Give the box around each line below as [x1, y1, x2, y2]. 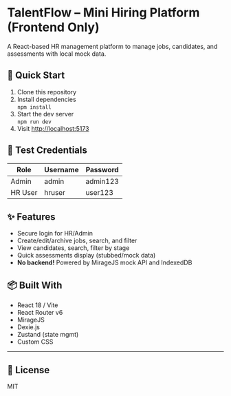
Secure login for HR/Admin [16, 229, 93, 238]
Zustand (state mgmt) [16, 331, 79, 339]
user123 [85, 187, 113, 197]
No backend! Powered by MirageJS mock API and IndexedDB [16, 258, 192, 267]
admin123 [85, 176, 119, 186]
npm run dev [16, 118, 52, 125]
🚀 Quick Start [7, 70, 65, 81]
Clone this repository [16, 87, 77, 96]
